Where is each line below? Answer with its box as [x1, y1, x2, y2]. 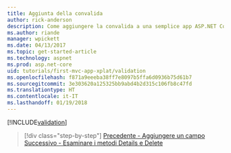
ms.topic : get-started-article [7, 49, 97, 56]
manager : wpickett [7, 36, 60, 43]
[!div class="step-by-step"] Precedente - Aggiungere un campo [23, 131, 206, 139]
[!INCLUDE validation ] [7, 118, 67, 126]
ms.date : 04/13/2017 [7, 42, 67, 49]
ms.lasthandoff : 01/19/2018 [7, 99, 88, 106]
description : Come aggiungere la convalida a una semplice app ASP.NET [7, 23, 217, 30]
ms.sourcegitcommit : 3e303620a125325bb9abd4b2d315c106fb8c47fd [7, 80, 192, 87]
